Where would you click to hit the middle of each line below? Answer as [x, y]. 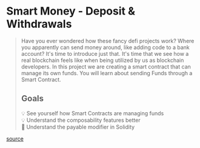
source [15, 138]
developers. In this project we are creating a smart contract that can [106, 66]
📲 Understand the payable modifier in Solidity [78, 127]
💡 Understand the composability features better [81, 120]
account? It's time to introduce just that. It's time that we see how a [105, 53]
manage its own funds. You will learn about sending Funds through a [107, 73]
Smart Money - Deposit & [71, 11]
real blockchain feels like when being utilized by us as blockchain [102, 60]
